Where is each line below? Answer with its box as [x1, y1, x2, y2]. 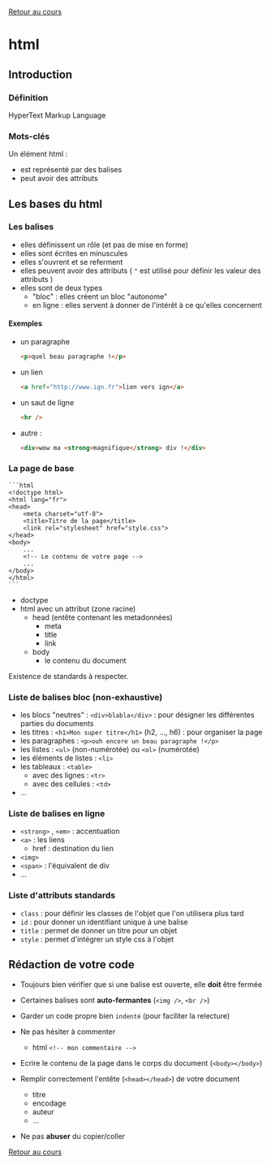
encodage [32, 1098, 67, 1108]
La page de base [8, 463, 75, 474]
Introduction [8, 67, 73, 81]
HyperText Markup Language [8, 110, 106, 120]
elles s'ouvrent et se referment [19, 257, 123, 266]
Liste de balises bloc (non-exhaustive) [8, 691, 163, 703]
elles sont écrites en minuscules [19, 248, 128, 258]
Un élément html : [8, 149, 68, 159]
